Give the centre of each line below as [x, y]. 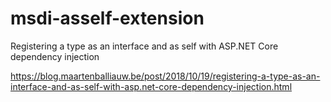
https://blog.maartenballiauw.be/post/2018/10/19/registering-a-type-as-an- [165, 76]
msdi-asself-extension [107, 18]
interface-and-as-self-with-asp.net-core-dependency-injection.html [151, 86]
